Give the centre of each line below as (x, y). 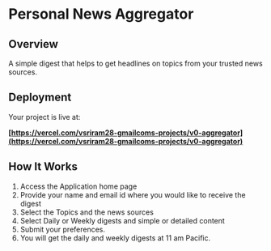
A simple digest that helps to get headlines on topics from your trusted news (135, 63)
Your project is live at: (44, 117)
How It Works (43, 167)
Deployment (40, 98)
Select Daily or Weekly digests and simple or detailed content (122, 220)
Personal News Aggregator (101, 14)
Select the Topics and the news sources (87, 212)
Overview (34, 44)
